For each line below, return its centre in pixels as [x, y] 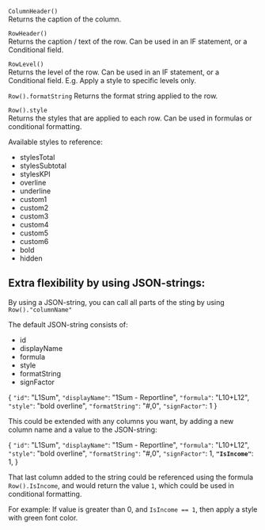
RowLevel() [26, 64]
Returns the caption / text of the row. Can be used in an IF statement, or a [128, 41]
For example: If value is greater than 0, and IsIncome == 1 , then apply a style [133, 509]
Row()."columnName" [40, 310]
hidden [31, 258]
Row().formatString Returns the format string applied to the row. [113, 96]
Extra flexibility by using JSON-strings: [107, 283]
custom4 [34, 225]
